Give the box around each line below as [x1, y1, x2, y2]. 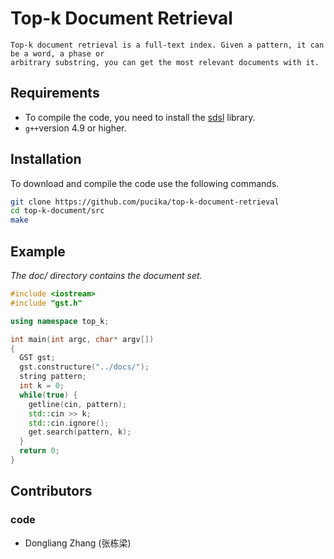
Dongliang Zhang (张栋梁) [24, 537, 132, 549]
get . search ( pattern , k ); [28, 427, 132, 437]
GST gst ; [19, 353, 56, 363]
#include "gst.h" [10, 298, 83, 308]
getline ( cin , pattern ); [28, 399, 128, 409]
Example [10, 243, 66, 260]
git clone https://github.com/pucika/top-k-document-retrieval [10, 197, 280, 207]
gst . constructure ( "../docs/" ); [19, 362, 150, 372]
